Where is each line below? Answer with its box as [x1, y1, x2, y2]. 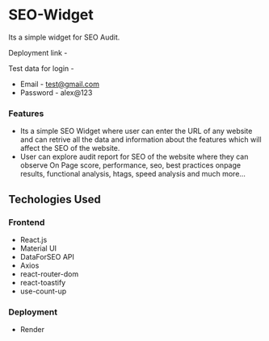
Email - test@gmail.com [19, 79, 99, 89]
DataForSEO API [19, 252, 75, 261]
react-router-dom [19, 268, 79, 279]
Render [19, 325, 45, 335]
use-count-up [19, 286, 67, 296]
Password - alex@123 [19, 87, 93, 98]
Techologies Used [8, 192, 101, 206]
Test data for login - [8, 63, 74, 73]
